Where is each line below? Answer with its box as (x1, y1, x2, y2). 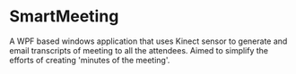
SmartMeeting (9, 6, 119, 27)
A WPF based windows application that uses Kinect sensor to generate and (9, 36, 288, 46)
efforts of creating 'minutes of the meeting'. (9, 54, 170, 65)
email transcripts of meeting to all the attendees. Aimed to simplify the (9, 45, 269, 55)
